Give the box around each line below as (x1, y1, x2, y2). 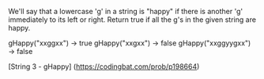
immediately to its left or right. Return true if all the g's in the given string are (8, 15, 257, 24)
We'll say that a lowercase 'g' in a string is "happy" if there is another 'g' (8, 7, 243, 16)
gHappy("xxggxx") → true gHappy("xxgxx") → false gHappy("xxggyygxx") (8, 38, 251, 48)
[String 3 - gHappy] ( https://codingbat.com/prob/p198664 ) (8, 62, 200, 71)
